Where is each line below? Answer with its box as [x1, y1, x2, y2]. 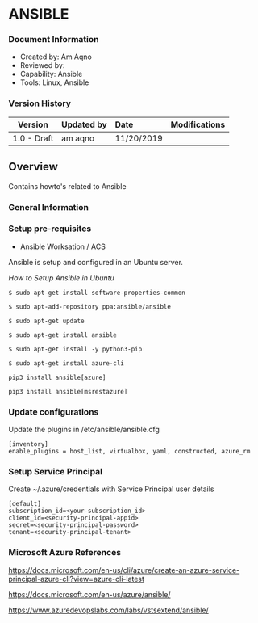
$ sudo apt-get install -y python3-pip [8, 345, 143, 353]
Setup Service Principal [8, 466, 103, 478]
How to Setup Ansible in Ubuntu [8, 272, 114, 283]
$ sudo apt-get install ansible [8, 330, 117, 339]
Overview [8, 160, 59, 174]
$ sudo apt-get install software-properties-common [8, 288, 185, 297]
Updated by [61, 119, 107, 130]
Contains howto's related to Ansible [8, 181, 127, 191]
